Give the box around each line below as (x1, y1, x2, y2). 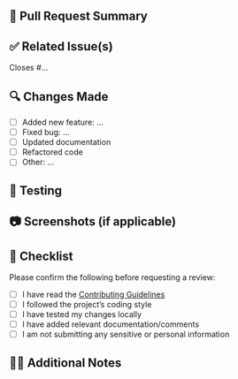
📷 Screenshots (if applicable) (9, 214, 177, 230)
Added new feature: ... (21, 117, 104, 128)
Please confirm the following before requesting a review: (9, 271, 216, 283)
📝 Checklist (9, 248, 73, 263)
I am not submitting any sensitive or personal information (21, 329, 230, 340)
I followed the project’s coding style (21, 299, 152, 309)
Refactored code (21, 147, 84, 157)
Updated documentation (21, 137, 111, 148)
